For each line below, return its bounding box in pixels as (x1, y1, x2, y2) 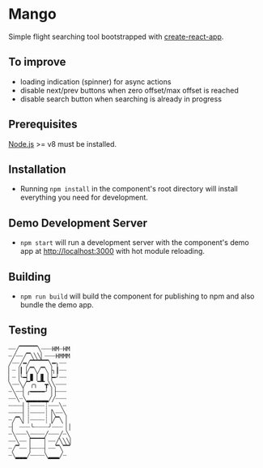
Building (8, 269, 51, 284)
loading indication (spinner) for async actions (19, 76, 172, 86)
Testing (8, 324, 48, 337)
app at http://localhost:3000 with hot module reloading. (19, 247, 205, 256)
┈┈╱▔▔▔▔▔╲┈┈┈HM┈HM (8, 345, 70, 353)
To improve (8, 55, 66, 69)
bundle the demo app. (19, 300, 95, 309)
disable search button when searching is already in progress (19, 94, 223, 104)
